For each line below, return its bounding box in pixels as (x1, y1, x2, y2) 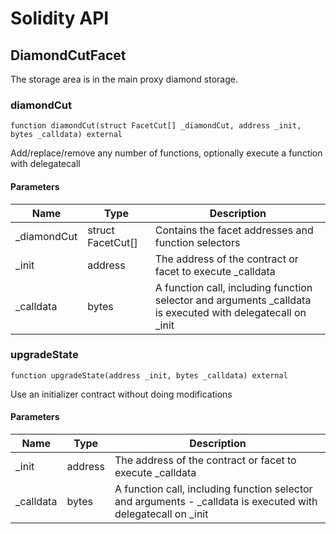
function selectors (154, 235, 241, 249)
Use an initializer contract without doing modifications (10, 388, 233, 400)
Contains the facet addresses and (154, 223, 314, 237)
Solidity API (10, 7, 110, 30)
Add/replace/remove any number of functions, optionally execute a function (10, 147, 323, 159)
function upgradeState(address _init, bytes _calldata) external (10, 370, 288, 381)
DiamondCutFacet (10, 47, 127, 64)
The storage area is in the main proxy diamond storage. (10, 73, 238, 85)
